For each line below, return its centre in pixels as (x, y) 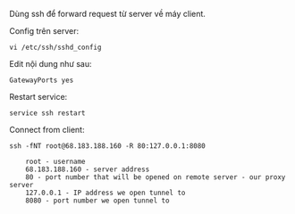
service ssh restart (48, 113)
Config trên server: (44, 31)
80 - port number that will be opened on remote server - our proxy (156, 177)
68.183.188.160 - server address (88, 169)
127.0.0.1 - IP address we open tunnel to (105, 193)
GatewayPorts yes (42, 80)
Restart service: (38, 97)
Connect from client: (47, 130)
